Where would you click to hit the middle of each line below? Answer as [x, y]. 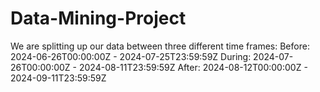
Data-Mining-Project [98, 18]
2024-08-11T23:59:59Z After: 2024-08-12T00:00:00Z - [193, 67]
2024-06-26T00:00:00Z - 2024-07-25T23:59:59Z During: [131, 56]
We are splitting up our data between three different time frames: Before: [160, 46]
